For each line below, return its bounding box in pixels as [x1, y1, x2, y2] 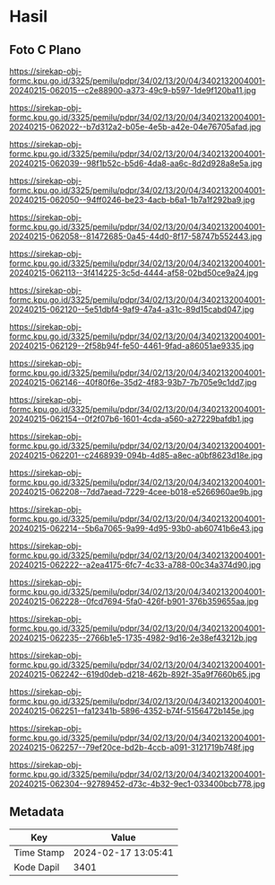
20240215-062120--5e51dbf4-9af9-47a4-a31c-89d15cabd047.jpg [9, 304, 254, 314]
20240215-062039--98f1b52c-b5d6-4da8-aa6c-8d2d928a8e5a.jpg [9, 158, 262, 168]
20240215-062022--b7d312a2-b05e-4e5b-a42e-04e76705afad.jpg [9, 121, 262, 132]
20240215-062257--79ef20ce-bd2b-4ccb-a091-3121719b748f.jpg [9, 742, 255, 752]
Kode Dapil [13, 861, 60, 873]
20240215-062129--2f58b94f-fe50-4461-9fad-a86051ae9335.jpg [9, 341, 254, 351]
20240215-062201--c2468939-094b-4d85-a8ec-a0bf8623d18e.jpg [9, 450, 263, 460]
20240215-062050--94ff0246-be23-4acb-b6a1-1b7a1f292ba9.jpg [9, 195, 255, 205]
